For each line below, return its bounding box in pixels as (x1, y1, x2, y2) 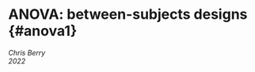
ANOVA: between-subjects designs (8, 5, 248, 23)
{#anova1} (8, 22, 78, 40)
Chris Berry (8, 48, 46, 57)
